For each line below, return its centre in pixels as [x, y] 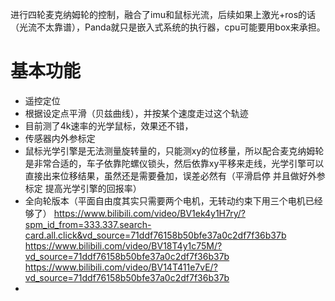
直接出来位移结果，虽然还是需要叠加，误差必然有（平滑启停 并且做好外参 [175, 175]
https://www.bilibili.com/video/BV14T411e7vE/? [121, 267]
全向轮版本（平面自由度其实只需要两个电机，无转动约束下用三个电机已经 [173, 200]
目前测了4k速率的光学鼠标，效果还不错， [109, 125]
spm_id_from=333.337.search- [88, 224]
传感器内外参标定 [60, 138]
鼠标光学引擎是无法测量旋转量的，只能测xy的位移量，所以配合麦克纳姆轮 [174, 150]
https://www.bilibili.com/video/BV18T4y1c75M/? [123, 245]
